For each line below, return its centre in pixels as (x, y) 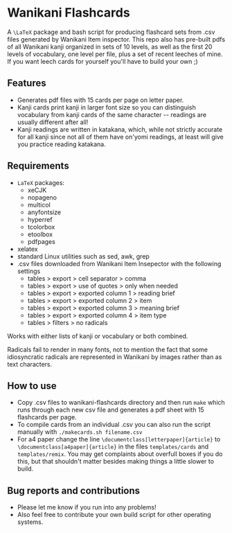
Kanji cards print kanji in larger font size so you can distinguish (106, 107)
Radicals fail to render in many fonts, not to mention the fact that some (108, 349)
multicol (39, 204)
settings (29, 271)
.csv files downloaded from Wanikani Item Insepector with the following (119, 263)
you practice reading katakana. (61, 144)
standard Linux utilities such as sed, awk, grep (83, 256)
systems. (30, 522)
